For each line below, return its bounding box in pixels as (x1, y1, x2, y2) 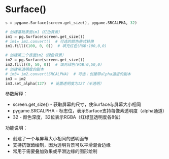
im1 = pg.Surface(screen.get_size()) (5, 34, 85, 39)
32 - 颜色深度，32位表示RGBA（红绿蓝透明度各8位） (12, 114, 123, 120)
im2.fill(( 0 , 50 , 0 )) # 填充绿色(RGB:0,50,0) (5, 62, 103, 67)
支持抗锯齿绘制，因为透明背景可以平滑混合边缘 (12, 142, 111, 148)
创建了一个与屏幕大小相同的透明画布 (12, 136, 89, 142)
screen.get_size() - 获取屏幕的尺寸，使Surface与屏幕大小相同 (12, 101, 141, 107)
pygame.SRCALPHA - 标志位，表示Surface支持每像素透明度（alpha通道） (12, 108, 167, 114)
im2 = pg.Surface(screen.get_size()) (5, 57, 85, 63)
